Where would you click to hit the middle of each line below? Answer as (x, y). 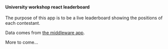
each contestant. (23, 23)
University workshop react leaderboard (47, 7)
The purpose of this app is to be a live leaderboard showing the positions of (84, 18)
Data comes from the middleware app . (45, 33)
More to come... (22, 43)
